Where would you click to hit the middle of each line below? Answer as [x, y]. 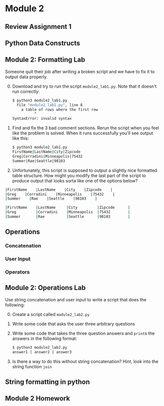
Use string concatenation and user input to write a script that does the [76, 299]
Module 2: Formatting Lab [45, 60]
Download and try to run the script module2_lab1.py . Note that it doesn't [84, 86]
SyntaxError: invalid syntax [42, 119]
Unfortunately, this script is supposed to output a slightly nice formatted [85, 170]
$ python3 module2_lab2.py [40, 347]
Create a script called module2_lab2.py [51, 314]
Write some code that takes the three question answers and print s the [83, 333]
